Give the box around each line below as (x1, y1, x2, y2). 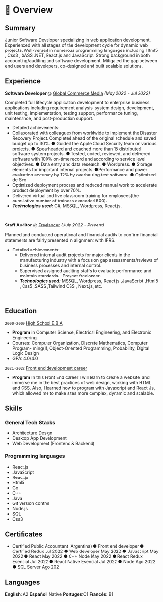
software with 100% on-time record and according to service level (12, 156, 146, 162)
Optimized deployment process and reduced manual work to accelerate (12, 182, 157, 188)
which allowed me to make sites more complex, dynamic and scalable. (12, 390, 154, 396)
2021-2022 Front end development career (5, 365, 87, 371)
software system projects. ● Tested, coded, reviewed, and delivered (12, 150, 151, 156)
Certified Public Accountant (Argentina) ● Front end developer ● (12, 543, 144, 549)
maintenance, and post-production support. (5, 115, 93, 121)
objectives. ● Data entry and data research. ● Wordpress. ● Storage (12, 161, 153, 167)
